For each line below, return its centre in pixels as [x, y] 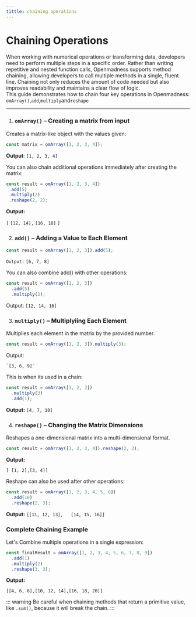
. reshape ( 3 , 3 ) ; [31, 569]
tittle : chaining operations [41, 11]
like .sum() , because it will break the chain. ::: [60, 608]
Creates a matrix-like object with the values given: [66, 134]
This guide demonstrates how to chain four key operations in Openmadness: [98, 94]
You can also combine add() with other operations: [67, 272]
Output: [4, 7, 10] [29, 410]
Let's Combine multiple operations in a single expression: [75, 542]
